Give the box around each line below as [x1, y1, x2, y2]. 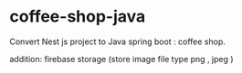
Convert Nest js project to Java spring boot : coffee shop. [9, 36, 226, 47]
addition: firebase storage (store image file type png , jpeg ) [9, 53, 235, 64]
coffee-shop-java [9, 6, 146, 27]
